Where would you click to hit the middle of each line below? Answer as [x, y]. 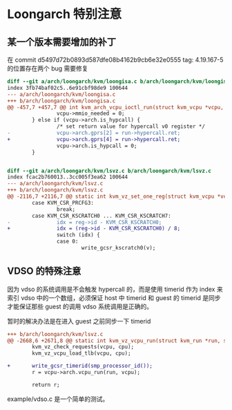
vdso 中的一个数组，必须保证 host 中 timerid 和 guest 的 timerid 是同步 [120, 297]
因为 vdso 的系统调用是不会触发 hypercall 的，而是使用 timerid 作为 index [111, 289]
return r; [46, 384]
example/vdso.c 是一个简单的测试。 [58, 399]
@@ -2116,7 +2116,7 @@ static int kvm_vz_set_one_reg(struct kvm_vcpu [111, 196]
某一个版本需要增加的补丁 [61, 42]
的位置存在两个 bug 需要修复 [48, 68]
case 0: [67, 242]
